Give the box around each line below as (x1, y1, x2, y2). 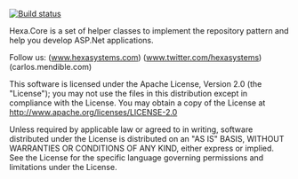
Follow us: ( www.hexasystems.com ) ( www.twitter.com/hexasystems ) (9, 52, 262, 62)
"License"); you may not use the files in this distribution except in (9, 89, 248, 98)
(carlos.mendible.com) (9, 62, 93, 72)
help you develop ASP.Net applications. (9, 35, 154, 45)
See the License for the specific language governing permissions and (9, 152, 264, 163)
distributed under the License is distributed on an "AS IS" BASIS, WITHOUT (9, 134, 285, 144)
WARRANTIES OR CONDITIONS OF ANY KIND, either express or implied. (9, 143, 274, 153)
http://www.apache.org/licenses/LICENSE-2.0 (9, 107, 178, 117)
